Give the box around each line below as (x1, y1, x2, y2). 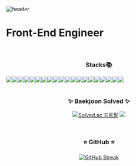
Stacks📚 (85, 61, 112, 69)
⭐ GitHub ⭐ (82, 138, 115, 147)
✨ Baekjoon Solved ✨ (68, 97, 130, 105)
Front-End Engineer (6, 26, 104, 39)
